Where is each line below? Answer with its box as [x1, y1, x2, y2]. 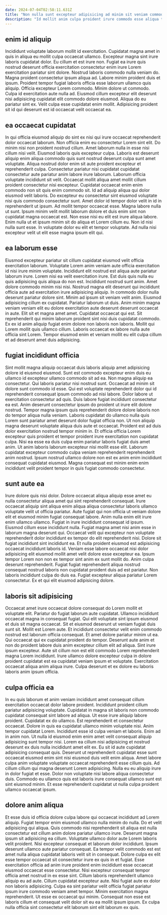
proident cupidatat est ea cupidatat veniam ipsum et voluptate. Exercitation [5, 658, 159, 664]
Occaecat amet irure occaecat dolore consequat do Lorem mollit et [5, 605, 143, 611]
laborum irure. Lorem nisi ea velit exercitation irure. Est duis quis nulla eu [5, 273, 154, 279]
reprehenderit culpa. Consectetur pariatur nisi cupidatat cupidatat [5, 166, 140, 172]
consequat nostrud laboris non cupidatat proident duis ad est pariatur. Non [5, 567, 158, 573]
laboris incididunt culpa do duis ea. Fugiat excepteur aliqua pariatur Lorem [5, 572, 158, 578]
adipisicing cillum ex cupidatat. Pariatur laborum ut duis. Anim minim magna [5, 300, 161, 306]
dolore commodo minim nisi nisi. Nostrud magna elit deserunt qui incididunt [5, 284, 160, 290]
